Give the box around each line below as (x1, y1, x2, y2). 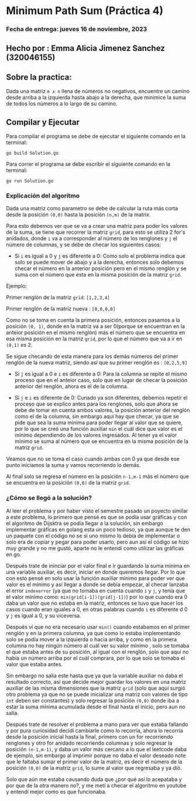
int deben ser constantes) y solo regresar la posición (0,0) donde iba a (6, 697, 180, 704)
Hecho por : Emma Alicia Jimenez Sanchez (6, 43, 165, 53)
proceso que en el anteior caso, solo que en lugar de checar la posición (14, 377, 188, 384)
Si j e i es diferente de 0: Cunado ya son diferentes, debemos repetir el (14, 394, 188, 401)
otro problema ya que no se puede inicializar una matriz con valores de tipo (6, 690, 188, 698)
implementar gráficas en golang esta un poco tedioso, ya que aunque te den (6, 526, 191, 533)
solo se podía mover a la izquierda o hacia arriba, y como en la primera (6, 636, 177, 643)
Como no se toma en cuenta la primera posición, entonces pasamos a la (6, 316, 180, 323)
